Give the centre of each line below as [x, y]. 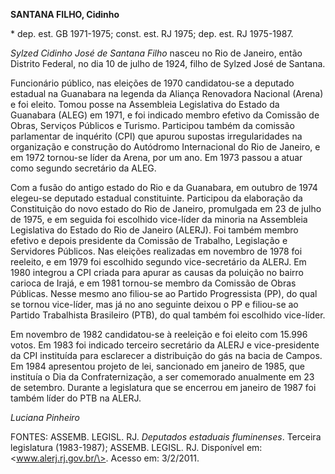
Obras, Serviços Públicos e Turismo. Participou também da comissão [152, 125]
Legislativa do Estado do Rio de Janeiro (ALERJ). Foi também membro [154, 230]
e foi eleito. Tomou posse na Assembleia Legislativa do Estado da [145, 104]
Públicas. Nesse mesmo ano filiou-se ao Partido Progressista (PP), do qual [164, 293]
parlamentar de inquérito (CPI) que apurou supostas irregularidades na [156, 136]
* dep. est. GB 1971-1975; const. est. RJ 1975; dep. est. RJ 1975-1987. [152, 33]
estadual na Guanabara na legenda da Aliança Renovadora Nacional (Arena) [167, 93]
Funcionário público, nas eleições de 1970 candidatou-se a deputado [152, 83]
